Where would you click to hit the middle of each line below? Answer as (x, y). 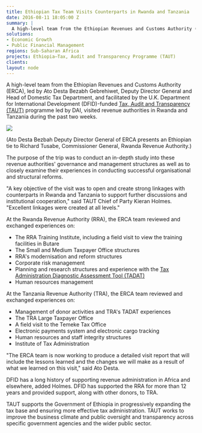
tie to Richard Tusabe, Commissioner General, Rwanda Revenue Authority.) (99, 146)
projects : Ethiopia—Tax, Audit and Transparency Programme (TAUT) (91, 57)
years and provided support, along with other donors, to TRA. (82, 393)
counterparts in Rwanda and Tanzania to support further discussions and (97, 195)
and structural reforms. (35, 177)
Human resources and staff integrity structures (73, 337)
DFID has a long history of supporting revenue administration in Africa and (98, 380)
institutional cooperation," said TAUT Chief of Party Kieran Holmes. (89, 201)
